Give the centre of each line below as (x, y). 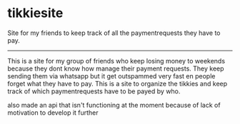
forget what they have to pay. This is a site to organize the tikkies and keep (117, 83)
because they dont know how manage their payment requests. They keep (116, 68)
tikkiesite (35, 13)
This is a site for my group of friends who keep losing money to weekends (116, 61)
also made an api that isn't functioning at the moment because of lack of (114, 105)
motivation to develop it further (53, 113)
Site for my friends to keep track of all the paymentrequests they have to (114, 33)
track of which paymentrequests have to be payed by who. (94, 91)
